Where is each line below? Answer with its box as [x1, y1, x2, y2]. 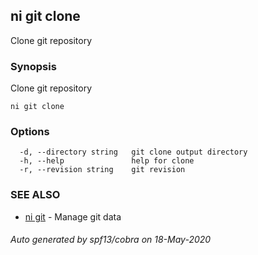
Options [10, 125, 50, 139]
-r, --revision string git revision [19, 165, 186, 175]
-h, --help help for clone [19, 156, 195, 166]
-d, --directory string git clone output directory [19, 147, 248, 158]
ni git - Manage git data [24, 210, 122, 223]
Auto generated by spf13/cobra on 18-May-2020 [10, 234, 212, 246]
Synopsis [10, 59, 57, 73]
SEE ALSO [10, 188, 61, 202]
